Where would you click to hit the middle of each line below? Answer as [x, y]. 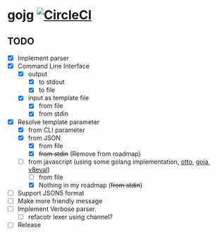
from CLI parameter [57, 130]
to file [47, 90]
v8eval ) [39, 169]
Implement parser [43, 58]
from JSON [44, 138]
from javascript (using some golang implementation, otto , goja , [119, 162]
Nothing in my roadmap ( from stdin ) [91, 185]
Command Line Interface [54, 66]
